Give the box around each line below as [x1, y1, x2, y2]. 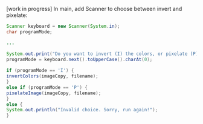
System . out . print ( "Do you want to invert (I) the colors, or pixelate [6, 51, 188, 57]
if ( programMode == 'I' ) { [6, 68, 74, 74]
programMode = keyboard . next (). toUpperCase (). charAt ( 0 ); [6, 56, 153, 62]
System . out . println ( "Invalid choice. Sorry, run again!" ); [6, 107, 158, 113]
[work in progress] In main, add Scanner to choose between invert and [6, 5, 182, 12]
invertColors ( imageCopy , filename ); [6, 73, 98, 79]
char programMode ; [6, 28, 53, 35]
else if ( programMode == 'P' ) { [6, 84, 88, 90]
